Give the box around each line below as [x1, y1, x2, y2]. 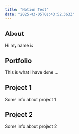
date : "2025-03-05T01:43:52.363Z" [5, 12, 75, 17]
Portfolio [5, 56, 32, 65]
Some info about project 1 [5, 96, 56, 102]
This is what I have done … [5, 69, 59, 75]
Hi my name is [5, 42, 33, 49]
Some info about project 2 [5, 123, 57, 129]
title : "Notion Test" [5, 7, 49, 12]
